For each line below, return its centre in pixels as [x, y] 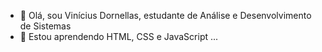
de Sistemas [45, 26]
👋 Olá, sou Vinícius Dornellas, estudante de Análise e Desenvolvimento [165, 15]
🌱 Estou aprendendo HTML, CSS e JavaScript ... [119, 36]
